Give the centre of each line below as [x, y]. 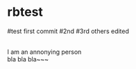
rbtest [25, 12]
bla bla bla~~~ [28, 59]
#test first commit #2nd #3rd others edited [68, 31]
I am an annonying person [44, 52]
